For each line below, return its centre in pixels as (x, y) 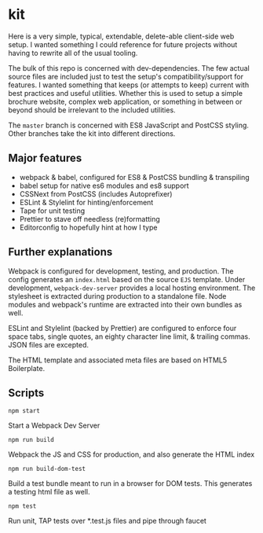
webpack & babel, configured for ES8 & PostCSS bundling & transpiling (134, 177)
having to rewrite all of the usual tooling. (73, 53)
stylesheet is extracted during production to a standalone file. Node (117, 296)
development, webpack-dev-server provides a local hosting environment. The (132, 288)
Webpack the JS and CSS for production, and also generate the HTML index (131, 454)
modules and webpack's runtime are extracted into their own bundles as (125, 304)
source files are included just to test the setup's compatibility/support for (126, 76)
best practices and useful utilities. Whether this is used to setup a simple (126, 93)
